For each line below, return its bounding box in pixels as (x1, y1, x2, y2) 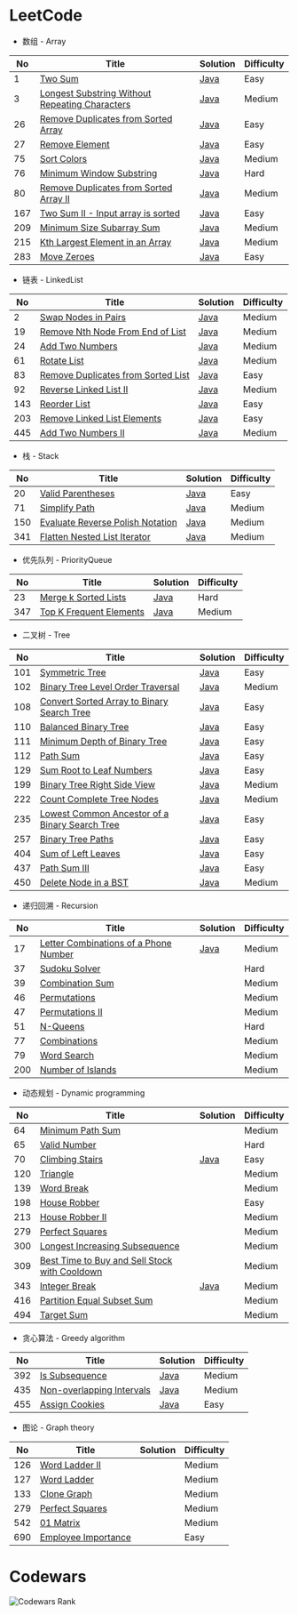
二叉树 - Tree (21, 629, 71, 640)
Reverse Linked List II (39, 383, 129, 396)
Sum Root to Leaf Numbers (39, 764, 153, 776)
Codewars (9, 1567, 87, 1587)
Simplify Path (39, 502, 95, 514)
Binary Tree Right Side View (39, 778, 156, 791)
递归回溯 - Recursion (21, 900, 99, 911)
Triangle (39, 1167, 74, 1179)
